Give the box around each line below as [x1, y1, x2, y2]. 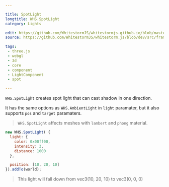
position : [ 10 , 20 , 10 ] [10, 162, 59, 167]
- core [7, 63, 22, 68]
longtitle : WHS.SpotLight [5, 16, 59, 22]
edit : [5, 30, 17, 35]
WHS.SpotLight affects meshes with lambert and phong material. [17, 120, 148, 126]
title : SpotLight [5, 12, 42, 17]
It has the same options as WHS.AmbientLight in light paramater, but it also [5, 105, 159, 111]
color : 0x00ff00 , [14, 139, 51, 144]
